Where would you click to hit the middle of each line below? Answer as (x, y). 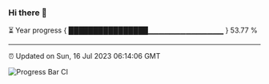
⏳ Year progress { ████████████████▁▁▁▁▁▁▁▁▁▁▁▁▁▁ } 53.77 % (133, 30)
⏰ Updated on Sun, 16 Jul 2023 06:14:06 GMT (84, 56)
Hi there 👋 (28, 13)
